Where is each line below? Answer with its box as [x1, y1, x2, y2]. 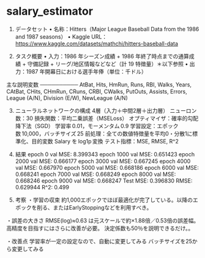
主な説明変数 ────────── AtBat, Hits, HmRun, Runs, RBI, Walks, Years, [6, 81, 192, 88]
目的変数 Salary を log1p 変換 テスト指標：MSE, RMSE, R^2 [31, 137, 179, 145]
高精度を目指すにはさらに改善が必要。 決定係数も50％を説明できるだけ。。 [6, 224, 194, 232]
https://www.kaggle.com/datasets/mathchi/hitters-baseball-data [15, 40, 179, 47]
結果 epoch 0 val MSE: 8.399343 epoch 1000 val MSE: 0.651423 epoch [15, 150, 195, 157]
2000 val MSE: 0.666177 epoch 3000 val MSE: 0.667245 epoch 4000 [15, 157, 191, 165]
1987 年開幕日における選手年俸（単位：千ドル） [26, 67, 147, 75]
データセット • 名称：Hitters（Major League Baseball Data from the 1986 [15, 25, 199, 32]
